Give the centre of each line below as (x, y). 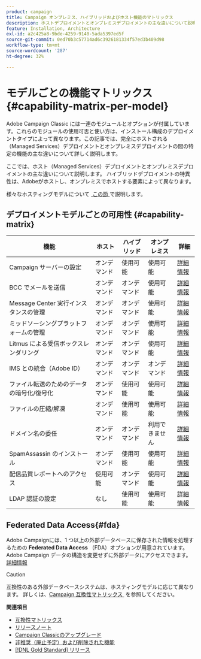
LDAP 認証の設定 (33, 499)
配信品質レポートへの (39, 474)
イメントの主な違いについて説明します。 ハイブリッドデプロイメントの (93, 174)
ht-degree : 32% (25, 56)
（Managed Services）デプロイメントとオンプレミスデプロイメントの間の (97, 146)
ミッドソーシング (33, 324)
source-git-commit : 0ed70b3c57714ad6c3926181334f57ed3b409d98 (85, 40)
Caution (16, 575)
